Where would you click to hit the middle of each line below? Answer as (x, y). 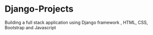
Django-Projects (39, 9)
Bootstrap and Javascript (30, 27)
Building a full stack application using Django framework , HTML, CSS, (76, 22)
